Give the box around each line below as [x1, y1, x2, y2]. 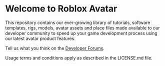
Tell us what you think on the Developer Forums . [5, 45, 105, 51]
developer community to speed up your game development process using [5, 30, 157, 36]
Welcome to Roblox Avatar [5, 3, 117, 14]
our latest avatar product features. [5, 35, 76, 41]
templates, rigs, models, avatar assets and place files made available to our [5, 24, 160, 30]
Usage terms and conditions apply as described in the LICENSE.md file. [5, 54, 152, 60]
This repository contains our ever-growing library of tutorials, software [5, 19, 150, 25]
